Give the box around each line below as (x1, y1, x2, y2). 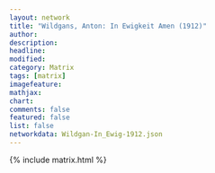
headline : (9, 47, 47, 56)
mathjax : (9, 88, 42, 97)
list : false (9, 122, 54, 131)
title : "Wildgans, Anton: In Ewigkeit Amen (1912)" (9, 22, 207, 30)
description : (9, 38, 58, 48)
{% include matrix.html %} (9, 154, 107, 165)
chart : (9, 96, 34, 106)
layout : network (9, 13, 70, 22)
